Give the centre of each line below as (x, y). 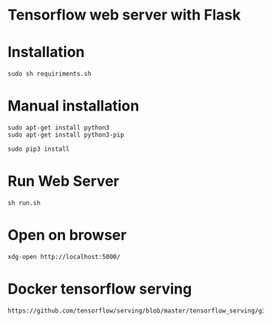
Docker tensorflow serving (100, 289)
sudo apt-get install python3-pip (66, 135)
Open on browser (67, 236)
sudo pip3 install (39, 149)
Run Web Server (63, 181)
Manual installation (73, 106)
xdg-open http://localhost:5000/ (64, 257)
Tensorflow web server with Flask (124, 15)
